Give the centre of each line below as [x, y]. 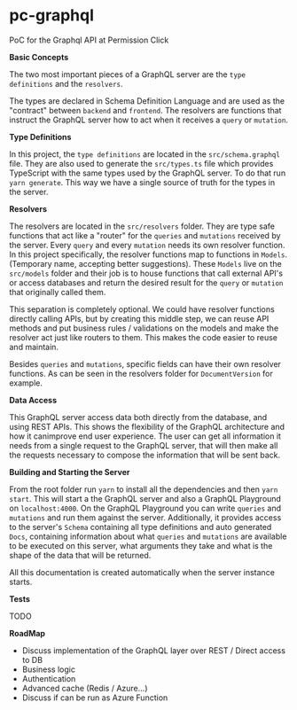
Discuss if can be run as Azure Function [95, 698]
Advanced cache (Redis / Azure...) [85, 688]
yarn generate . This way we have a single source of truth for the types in [142, 182]
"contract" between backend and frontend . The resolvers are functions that [145, 110]
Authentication [49, 678]
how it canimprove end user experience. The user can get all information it [145, 436]
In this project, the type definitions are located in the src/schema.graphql [145, 154]
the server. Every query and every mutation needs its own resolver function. [147, 245]
